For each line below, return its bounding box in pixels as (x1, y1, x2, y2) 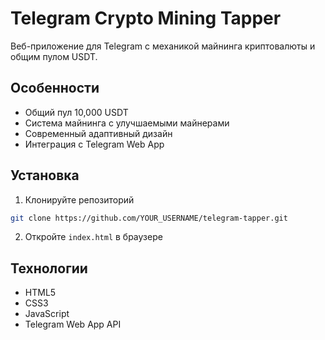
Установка (10, 167, 80, 184)
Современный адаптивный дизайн (24, 127, 173, 139)
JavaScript (24, 308, 70, 320)
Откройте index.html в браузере (24, 231, 163, 243)
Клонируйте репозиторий (24, 193, 135, 206)
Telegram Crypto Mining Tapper (10, 7, 282, 30)
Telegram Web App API (24, 318, 122, 331)
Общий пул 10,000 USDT (24, 106, 129, 118)
